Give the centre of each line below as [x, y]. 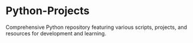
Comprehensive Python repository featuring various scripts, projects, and [96, 27]
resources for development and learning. [56, 33]
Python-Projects [48, 11]
